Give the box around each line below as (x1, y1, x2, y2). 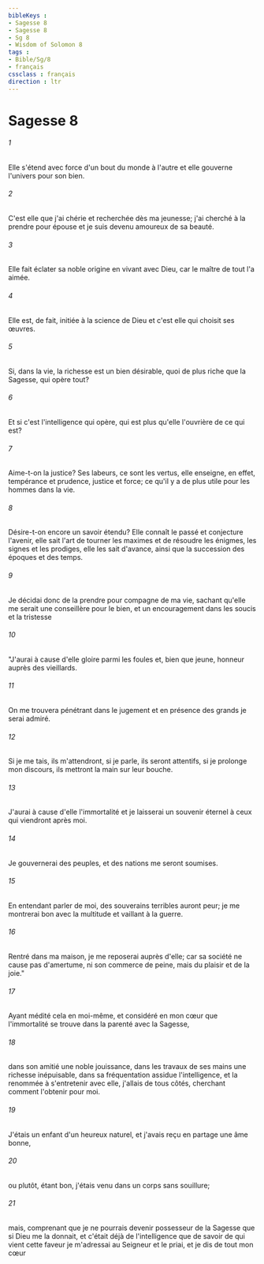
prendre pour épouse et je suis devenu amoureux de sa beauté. (8, 222, 214, 231)
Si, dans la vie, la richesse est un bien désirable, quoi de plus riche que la (8, 366, 247, 376)
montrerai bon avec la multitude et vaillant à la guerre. (8, 909, 184, 918)
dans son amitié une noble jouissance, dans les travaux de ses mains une (8, 1062, 247, 1071)
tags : (8, 48, 30, 56)
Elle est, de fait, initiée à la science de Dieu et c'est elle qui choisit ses (8, 315, 235, 324)
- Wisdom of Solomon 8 (8, 41, 83, 49)
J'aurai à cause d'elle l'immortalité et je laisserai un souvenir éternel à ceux (8, 807, 252, 817)
